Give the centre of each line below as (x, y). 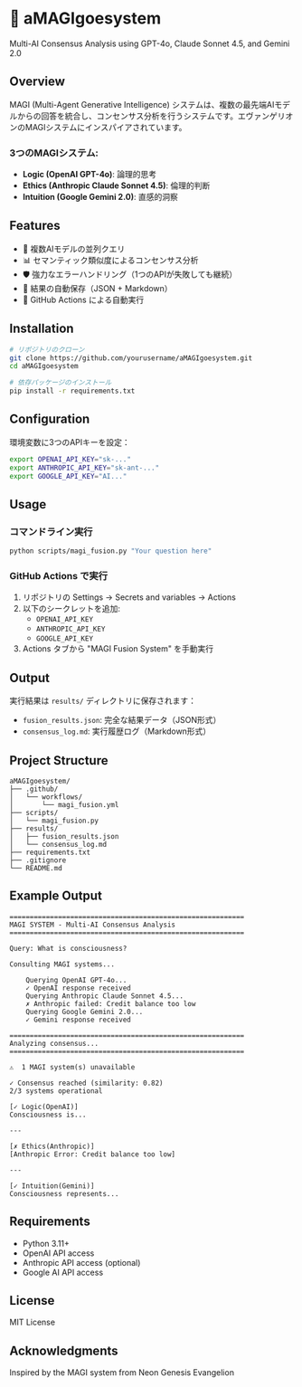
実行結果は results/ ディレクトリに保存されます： (103, 701)
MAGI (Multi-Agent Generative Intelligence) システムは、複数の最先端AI (142, 104)
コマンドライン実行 (51, 531)
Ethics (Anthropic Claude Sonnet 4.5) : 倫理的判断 (116, 185)
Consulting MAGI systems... (62, 964)
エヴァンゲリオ (265, 116)
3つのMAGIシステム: (54, 153)
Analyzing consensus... (54, 1043)
